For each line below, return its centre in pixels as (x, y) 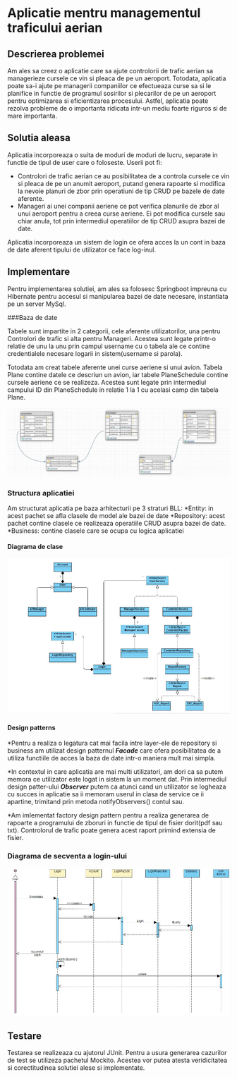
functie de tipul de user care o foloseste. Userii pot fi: (85, 162)
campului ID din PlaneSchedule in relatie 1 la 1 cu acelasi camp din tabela (113, 390)
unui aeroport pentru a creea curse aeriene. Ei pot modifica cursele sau (121, 214)
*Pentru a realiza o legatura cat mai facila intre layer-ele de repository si (112, 743)
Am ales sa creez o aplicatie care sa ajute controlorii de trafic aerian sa (110, 71)
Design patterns (31, 727)
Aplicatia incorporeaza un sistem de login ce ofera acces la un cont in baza (116, 242)
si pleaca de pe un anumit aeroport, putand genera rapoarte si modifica (121, 183)
